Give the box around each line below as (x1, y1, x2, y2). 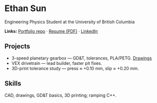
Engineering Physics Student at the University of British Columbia (4, 19, 135, 25)
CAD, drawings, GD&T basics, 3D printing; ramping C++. (4, 92, 117, 98)
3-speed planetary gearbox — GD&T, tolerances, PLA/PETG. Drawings (11, 55, 152, 61)
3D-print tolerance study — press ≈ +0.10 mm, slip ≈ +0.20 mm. (11, 65, 139, 71)
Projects (4, 42, 30, 51)
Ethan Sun (4, 3, 47, 14)
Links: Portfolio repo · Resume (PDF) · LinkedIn (4, 28, 98, 34)
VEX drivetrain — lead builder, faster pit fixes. (11, 60, 102, 66)
